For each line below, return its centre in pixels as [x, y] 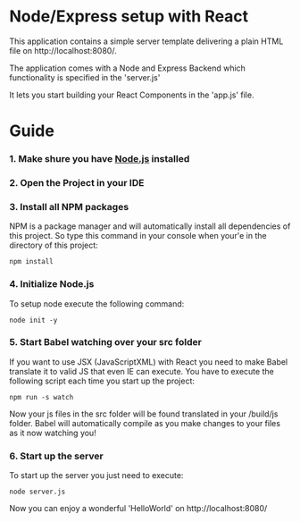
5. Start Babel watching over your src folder [106, 342]
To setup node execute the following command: [97, 303]
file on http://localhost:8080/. [63, 50]
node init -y [33, 320]
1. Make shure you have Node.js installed [100, 159]
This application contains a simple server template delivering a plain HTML [146, 41]
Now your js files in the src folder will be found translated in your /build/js [144, 414]
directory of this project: [54, 245]
